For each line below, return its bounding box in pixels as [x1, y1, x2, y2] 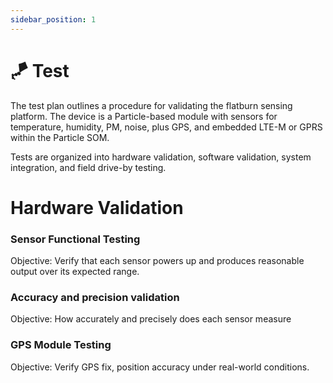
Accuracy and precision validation [10, 290, 180, 304]
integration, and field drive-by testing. [10, 161, 167, 173]
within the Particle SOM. [10, 131, 110, 143]
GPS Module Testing [10, 338, 112, 352]
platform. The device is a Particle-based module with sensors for [10, 110, 278, 122]
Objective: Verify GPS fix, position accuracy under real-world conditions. [10, 361, 310, 373]
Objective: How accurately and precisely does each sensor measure [10, 313, 292, 325]
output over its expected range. [10, 266, 140, 278]
